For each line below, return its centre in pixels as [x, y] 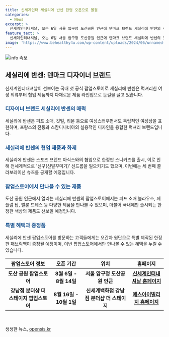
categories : [18, 15]
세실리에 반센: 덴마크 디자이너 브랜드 [58, 75]
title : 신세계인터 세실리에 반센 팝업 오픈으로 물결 [52, 10]
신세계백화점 [100, 291]
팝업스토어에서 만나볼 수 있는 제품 [43, 187]
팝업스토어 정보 [28, 264]
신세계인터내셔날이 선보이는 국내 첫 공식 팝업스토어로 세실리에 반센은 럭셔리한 [81, 88]
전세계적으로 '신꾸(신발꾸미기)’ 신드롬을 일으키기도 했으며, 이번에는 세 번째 [83, 166]
